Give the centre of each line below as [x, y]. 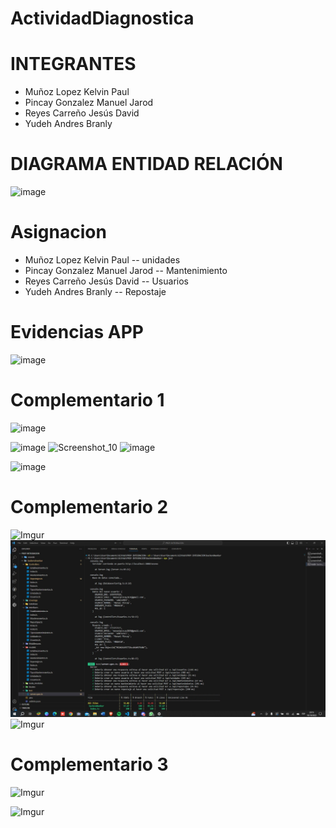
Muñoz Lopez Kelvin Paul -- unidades [102, 260]
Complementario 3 [89, 764]
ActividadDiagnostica [102, 18]
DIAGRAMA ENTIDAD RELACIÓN [146, 164]
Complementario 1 [87, 400]
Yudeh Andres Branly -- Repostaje [95, 291]
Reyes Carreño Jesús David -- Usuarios [106, 281]
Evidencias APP [77, 332]
